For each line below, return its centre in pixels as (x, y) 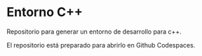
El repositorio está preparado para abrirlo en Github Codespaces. (101, 45)
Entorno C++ (45, 12)
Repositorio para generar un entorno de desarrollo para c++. (94, 31)
